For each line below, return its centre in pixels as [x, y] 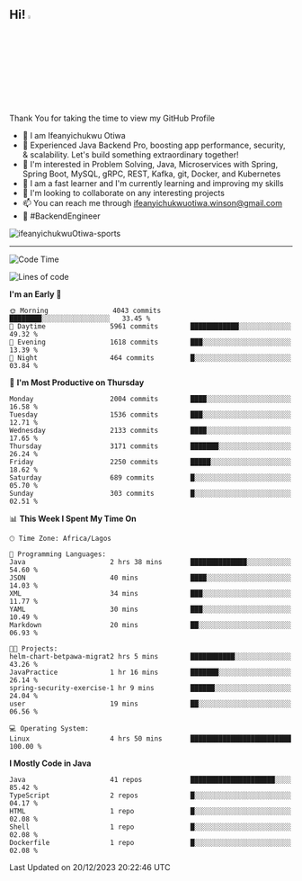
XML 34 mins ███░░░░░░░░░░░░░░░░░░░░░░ [151, 593]
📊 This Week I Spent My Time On [73, 518]
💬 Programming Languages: [58, 554]
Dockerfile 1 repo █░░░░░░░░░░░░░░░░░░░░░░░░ [151, 842]
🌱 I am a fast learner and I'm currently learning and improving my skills [153, 183]
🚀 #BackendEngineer [61, 216]
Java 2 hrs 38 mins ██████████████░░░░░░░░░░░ [151, 562]
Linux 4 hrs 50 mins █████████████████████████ [151, 738]
